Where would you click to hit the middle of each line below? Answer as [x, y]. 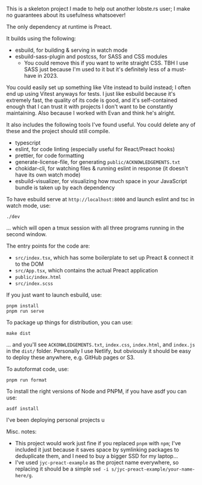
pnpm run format [27, 380]
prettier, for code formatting [49, 155]
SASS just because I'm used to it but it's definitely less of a [97, 69]
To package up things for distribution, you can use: [70, 322]
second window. [27, 234]
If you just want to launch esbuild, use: [54, 295]
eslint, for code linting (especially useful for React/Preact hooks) [95, 149]
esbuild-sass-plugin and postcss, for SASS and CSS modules [91, 56]
